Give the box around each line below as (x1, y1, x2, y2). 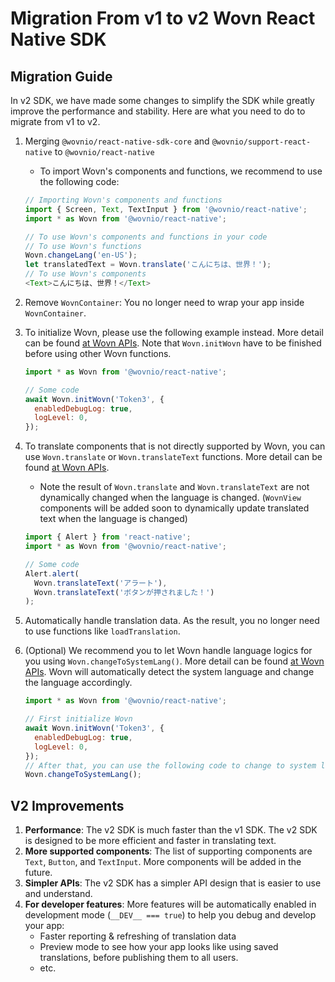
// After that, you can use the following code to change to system (24, 760, 317, 771)
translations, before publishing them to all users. (39, 952, 239, 964)
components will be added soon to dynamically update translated (39, 502, 310, 514)
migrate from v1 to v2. (10, 116, 101, 127)
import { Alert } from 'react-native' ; (24, 532, 192, 542)
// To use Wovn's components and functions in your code (24, 232, 268, 242)
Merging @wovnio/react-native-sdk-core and (24, 135, 210, 147)
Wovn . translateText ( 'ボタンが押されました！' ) (34, 587, 215, 597)
